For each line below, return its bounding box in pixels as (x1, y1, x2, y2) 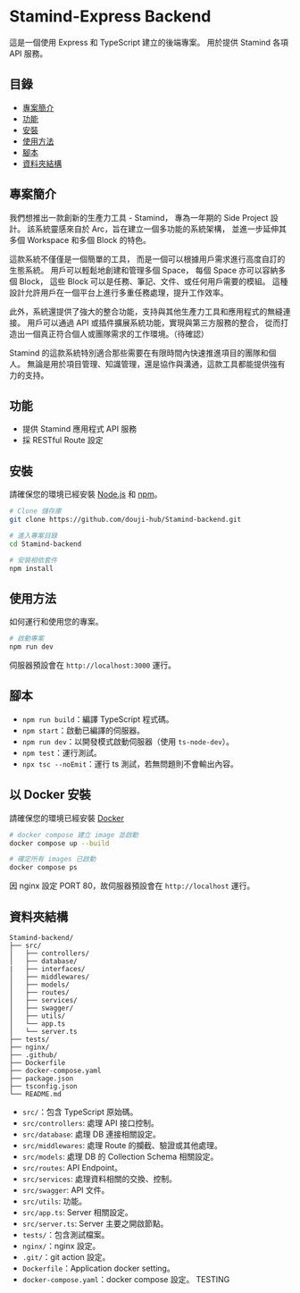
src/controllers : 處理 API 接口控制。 (21, 1117, 159, 1128)
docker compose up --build (9, 838, 110, 848)
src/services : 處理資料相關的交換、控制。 (21, 1173, 177, 1184)
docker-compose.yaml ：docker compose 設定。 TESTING (21, 1273, 230, 1284)
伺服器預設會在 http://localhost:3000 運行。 (9, 659, 177, 670)
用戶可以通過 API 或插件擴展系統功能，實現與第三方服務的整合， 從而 (26, 317, 281, 328)
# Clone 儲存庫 (9, 507, 62, 516)
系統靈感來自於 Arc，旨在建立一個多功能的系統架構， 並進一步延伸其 (34, 223, 287, 234)
